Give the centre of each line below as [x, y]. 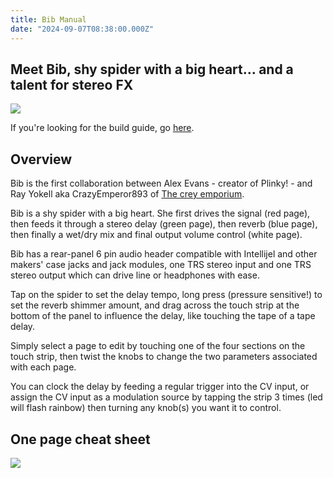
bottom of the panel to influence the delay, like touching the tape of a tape [163, 316]
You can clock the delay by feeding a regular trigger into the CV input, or [160, 387]
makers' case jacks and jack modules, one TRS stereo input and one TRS [161, 265]
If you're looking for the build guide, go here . [102, 128]
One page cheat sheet [80, 439]
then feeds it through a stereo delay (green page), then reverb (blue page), [164, 224]
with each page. [43, 367]
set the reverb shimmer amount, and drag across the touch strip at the [155, 305]
